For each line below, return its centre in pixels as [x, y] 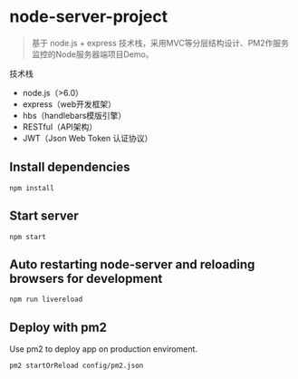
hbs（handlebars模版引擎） [74, 115]
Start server [44, 216]
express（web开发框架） [69, 104]
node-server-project [89, 17]
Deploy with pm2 [58, 327]
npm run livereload [46, 300]
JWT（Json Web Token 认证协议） [87, 138]
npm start [28, 237]
